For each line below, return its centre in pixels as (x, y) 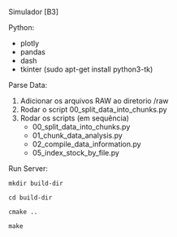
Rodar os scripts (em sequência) (75, 118)
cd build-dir (30, 198)
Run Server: (28, 169)
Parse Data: (28, 85)
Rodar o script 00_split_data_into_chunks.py (94, 110)
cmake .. (23, 212)
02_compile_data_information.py (86, 144)
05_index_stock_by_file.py (76, 153)
